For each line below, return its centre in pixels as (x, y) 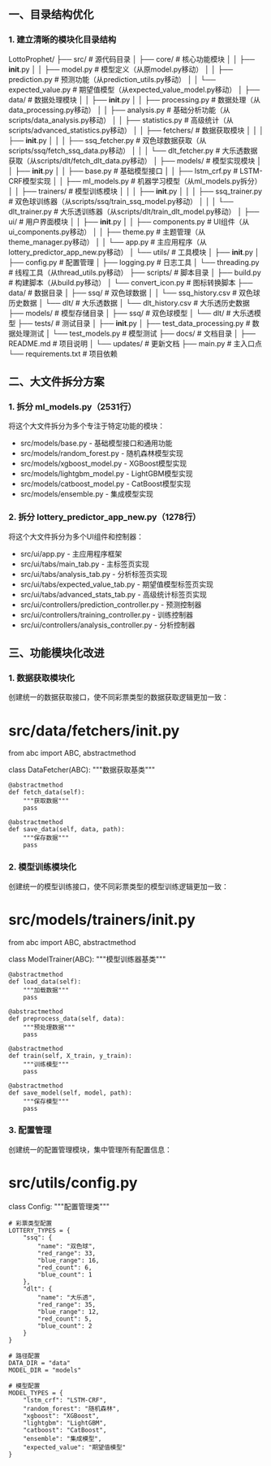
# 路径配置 (24, 1355)
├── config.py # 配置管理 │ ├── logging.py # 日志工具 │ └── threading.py (134, 262)
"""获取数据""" (46, 801)
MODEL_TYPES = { (36, 1393)
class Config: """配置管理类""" (59, 1206)
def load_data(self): (45, 982)
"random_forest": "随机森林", (71, 1408)
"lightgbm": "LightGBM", (65, 1423)
